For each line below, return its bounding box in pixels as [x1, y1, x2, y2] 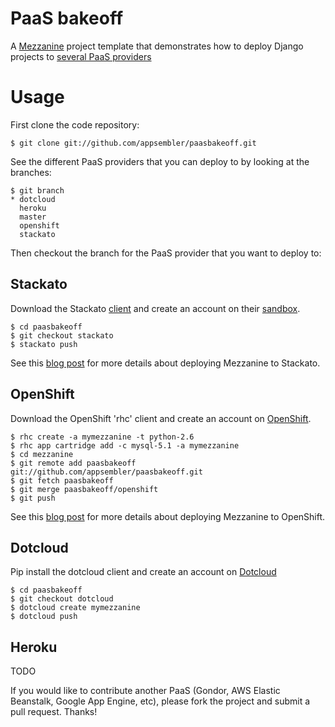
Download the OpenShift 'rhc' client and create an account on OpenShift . [10, 412, 312, 424]
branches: [10, 166, 52, 178]
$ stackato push [10, 339, 78, 349]
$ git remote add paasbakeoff [10, 458, 137, 468]
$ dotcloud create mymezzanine [10, 603, 141, 613]
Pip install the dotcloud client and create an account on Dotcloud [10, 566, 277, 578]
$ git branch [10, 185, 65, 196]
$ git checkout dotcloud [10, 594, 114, 604]
